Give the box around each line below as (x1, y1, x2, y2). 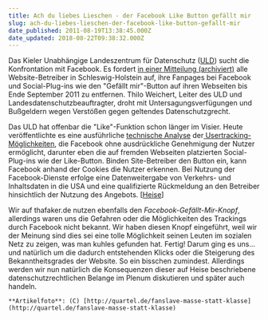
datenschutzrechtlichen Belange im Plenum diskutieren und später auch (8, 273, 245, 283)
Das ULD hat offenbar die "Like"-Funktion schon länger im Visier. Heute (8, 122, 243, 132)
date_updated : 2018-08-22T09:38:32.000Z (8, 34, 145, 42)
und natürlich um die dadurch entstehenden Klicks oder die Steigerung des (8, 248, 255, 258)
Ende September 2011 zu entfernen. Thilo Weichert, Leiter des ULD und (8, 89, 242, 100)
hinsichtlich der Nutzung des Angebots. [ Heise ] (8, 190, 164, 200)
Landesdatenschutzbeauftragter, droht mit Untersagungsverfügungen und (8, 98, 253, 108)
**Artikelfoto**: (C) (8, 297, 81, 306)
